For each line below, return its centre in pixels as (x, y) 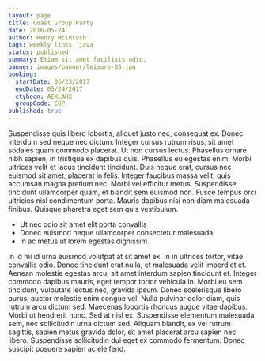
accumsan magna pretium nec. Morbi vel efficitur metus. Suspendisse (122, 184)
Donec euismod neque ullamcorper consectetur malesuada (116, 233)
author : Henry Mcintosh (47, 38)
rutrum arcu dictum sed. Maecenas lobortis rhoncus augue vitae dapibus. (128, 306)
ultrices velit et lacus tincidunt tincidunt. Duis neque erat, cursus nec (120, 167)
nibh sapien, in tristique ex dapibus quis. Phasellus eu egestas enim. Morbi (130, 158)
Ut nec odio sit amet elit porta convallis (83, 224)
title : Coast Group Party (51, 23)
